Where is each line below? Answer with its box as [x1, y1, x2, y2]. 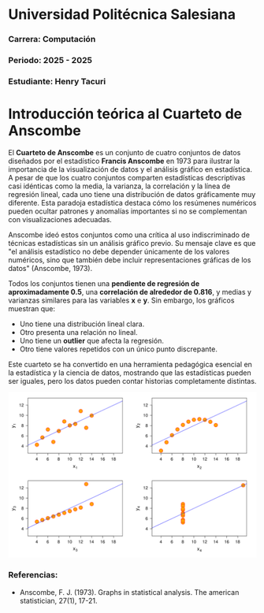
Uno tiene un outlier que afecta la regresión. [19, 336, 164, 345]
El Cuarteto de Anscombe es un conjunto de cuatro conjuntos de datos [8, 147, 241, 157]
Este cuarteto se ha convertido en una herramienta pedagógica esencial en [8, 359, 252, 369]
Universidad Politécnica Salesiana [8, 6, 236, 24]
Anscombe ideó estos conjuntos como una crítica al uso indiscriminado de [8, 230, 251, 240]
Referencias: [8, 570, 58, 581]
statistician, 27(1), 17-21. [19, 596, 98, 605]
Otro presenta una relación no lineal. [19, 327, 138, 336]
